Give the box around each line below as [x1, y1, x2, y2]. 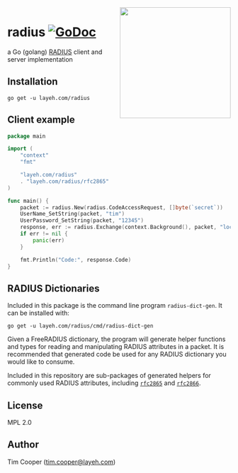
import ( [7, 145, 33, 152]
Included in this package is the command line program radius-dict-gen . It [7, 301, 223, 310]
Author [7, 439, 39, 451]
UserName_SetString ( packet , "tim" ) [20, 211, 125, 218]
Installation [7, 76, 58, 88]
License [7, 399, 43, 411]
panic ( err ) [33, 237, 65, 244]
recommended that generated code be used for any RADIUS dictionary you [7, 350, 227, 359]
